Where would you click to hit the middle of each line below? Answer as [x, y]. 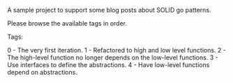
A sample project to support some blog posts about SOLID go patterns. [109, 10]
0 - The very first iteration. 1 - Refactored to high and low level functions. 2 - [117, 50]
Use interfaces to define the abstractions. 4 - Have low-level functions [108, 65]
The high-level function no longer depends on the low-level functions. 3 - [113, 57]
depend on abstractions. [43, 72]
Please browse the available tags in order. [67, 23]
